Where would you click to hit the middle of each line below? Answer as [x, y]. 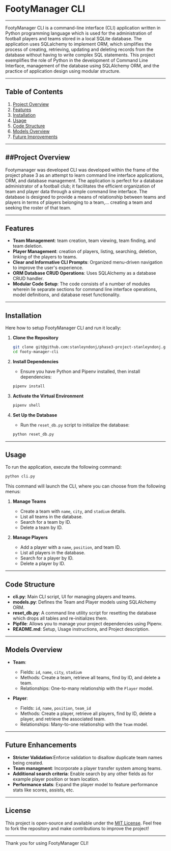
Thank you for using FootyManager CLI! [47, 843]
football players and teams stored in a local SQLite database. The [74, 38]
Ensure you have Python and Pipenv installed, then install [80, 371]
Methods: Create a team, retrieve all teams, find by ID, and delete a [90, 677]
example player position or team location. [56, 779]
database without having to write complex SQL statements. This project [80, 55]
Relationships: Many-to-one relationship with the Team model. [84, 724]
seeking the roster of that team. [38, 207]
